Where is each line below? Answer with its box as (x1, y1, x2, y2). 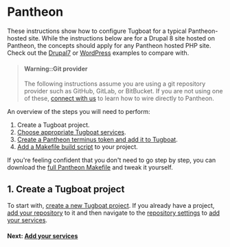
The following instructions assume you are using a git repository (23, 80, 206, 88)
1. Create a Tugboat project (7, 183, 125, 195)
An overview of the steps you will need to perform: (7, 108, 150, 116)
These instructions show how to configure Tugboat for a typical (7, 27, 187, 35)
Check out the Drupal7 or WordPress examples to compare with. (7, 49, 189, 57)
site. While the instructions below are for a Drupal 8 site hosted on (28, 34, 215, 42)
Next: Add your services (7, 231, 78, 240)
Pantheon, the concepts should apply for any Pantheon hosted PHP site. (7, 41, 211, 49)
